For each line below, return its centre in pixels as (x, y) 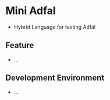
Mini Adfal (31, 11)
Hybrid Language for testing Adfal (55, 27)
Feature (20, 45)
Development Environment (55, 78)
